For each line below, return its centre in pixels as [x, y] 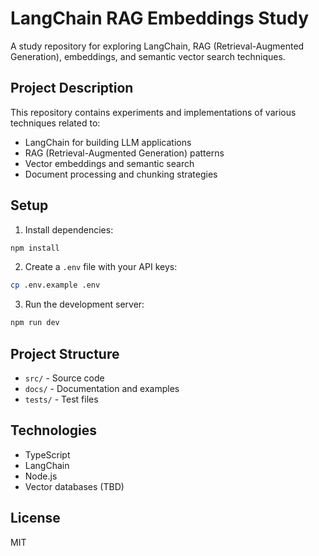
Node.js [41, 476]
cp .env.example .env [55, 285]
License [35, 518]
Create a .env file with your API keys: [101, 267]
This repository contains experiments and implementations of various [153, 112]
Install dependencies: [69, 229]
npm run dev [35, 323]
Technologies [54, 430]
